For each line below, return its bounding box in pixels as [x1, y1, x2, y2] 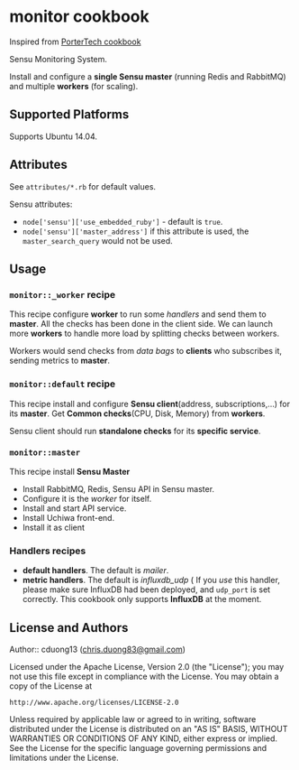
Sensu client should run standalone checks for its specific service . [9, 425, 261, 436]
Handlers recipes [9, 544, 86, 557]
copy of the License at [9, 680, 93, 691]
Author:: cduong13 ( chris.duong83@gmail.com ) [9, 644, 186, 654]
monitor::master [9, 448, 81, 458]
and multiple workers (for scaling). [9, 80, 139, 91]
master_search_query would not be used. [22, 235, 173, 246]
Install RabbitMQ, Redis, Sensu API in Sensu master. [22, 483, 214, 494]
